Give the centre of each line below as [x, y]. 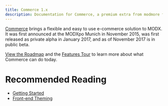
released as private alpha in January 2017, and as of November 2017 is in [80, 39]
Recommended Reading [56, 79]
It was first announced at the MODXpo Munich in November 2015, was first [82, 34]
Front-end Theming [32, 99]
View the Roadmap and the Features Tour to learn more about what [74, 54]
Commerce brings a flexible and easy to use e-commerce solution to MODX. [84, 28]
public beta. [17, 44]
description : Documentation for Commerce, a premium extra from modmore [82, 14]
